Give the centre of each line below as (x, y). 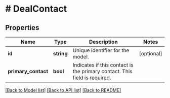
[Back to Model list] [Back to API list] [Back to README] (63, 90)
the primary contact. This (102, 71)
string (60, 54)
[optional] (151, 54)
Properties (22, 28)
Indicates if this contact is (103, 65)
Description (103, 42)
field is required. (92, 78)
